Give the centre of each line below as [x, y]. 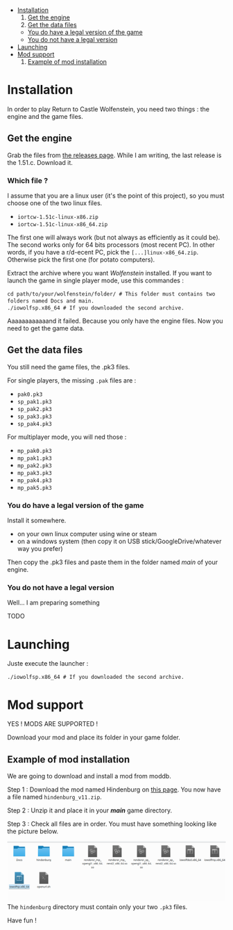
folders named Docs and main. [51, 301]
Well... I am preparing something [54, 603]
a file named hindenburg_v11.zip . [54, 797]
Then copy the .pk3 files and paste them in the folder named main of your [113, 562]
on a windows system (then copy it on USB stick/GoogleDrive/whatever [119, 541]
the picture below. [33, 831]
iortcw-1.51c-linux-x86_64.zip [62, 225]
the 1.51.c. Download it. [40, 162]
